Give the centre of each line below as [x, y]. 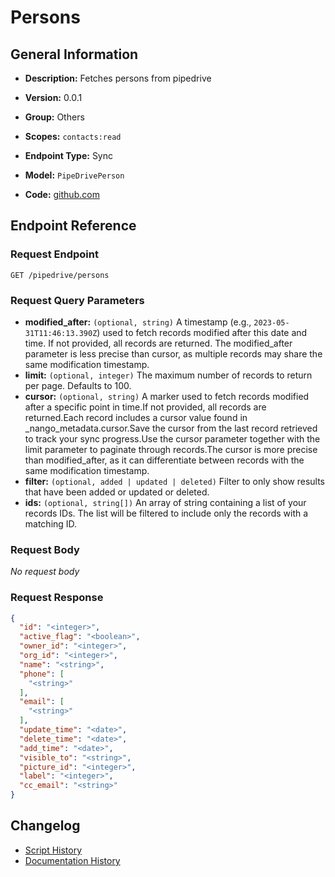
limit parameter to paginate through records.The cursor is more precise [171, 449]
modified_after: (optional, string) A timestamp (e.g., [138, 322]
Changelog [45, 826]
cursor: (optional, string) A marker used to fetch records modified [167, 396]
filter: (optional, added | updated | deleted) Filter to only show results [175, 481]
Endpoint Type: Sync [69, 155]
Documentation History [72, 860]
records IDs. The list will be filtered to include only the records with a [166, 513]
